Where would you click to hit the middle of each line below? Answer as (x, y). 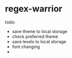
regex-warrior (34, 9)
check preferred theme (35, 36)
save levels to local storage (39, 41)
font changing (26, 46)
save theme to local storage (40, 31)
